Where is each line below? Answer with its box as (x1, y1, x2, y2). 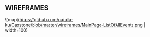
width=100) (5, 27, 28, 33)
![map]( (5, 17, 20, 22)
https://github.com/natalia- (19, 17, 74, 22)
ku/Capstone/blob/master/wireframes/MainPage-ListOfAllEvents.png (5, 22, 143, 28)
